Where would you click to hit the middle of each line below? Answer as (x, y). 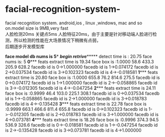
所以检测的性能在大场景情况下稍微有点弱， (57, 40)
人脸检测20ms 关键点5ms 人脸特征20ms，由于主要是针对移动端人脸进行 (79, 34)
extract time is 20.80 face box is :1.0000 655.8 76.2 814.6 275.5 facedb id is (82, 77)
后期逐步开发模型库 (25, 46)
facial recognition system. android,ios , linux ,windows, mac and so (74, 23)
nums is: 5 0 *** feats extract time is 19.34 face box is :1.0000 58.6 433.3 (80, 62)
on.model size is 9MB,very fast (37, 28)
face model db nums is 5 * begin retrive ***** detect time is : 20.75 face (79, 56)
